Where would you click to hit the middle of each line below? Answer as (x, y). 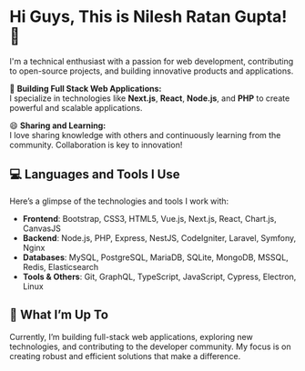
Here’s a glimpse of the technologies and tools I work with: (119, 201)
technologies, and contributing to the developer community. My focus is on (150, 346)
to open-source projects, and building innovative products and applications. (152, 71)
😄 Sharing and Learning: (58, 125)
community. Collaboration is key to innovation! (96, 145)
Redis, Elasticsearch (60, 266)
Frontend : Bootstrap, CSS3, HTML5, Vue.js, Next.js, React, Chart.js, (150, 218)
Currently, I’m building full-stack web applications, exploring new (131, 336)
